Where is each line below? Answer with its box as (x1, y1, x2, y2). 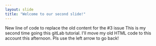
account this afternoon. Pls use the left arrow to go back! (5, 35, 119, 41)
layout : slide (5, 7, 34, 12)
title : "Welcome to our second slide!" (5, 12, 86, 16)
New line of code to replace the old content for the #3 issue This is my (5, 25, 146, 31)
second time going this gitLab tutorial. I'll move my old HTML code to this (5, 30, 152, 36)
